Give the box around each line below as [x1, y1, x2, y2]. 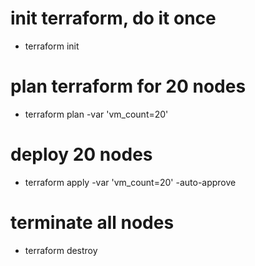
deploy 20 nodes [10, 143, 153, 166]
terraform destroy [24, 244, 98, 256]
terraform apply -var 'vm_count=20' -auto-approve [24, 176, 237, 188]
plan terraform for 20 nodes [10, 75, 247, 98]
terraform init [24, 40, 80, 52]
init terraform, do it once [10, 7, 217, 30]
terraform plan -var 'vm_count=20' [24, 108, 169, 120]
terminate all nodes [10, 212, 175, 234]
